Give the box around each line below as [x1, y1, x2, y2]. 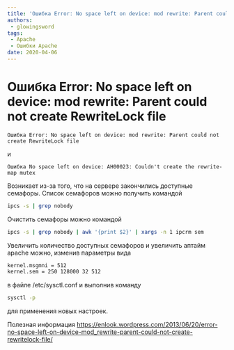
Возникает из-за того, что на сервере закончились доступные [7, 182, 194, 190]
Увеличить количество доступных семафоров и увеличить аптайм [7, 241, 205, 249]
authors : [7, 17, 33, 24]
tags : [7, 29, 23, 37]
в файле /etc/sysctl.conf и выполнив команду [7, 281, 141, 289]
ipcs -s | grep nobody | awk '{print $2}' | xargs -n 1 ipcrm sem [7, 228, 204, 235]
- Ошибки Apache [10, 42, 58, 49]
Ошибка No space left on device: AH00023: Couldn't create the [7, 163, 195, 170]
